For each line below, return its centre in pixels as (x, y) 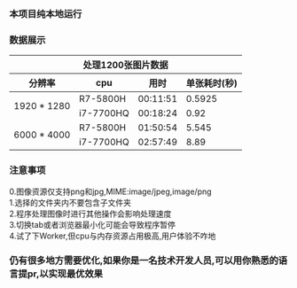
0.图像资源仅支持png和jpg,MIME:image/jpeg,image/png (110, 191)
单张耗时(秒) (211, 83)
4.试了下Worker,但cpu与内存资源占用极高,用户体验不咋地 (113, 236)
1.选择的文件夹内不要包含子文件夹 (70, 202)
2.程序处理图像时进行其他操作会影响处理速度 (90, 214)
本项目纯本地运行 (46, 13)
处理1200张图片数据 (125, 66)
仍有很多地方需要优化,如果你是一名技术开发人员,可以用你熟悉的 (144, 261)
